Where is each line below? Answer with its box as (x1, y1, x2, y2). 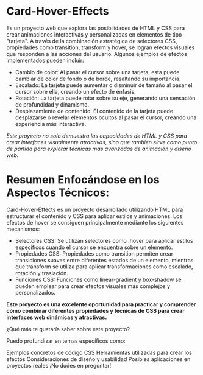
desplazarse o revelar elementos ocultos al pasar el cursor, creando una (15, 114, 197, 121)
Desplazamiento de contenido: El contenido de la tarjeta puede (15, 107, 174, 114)
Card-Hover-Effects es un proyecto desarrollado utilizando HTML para (6, 206, 183, 213)
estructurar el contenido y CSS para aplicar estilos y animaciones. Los (6, 212, 183, 220)
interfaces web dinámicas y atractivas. (6, 314, 107, 321)
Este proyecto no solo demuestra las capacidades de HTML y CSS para (6, 132, 188, 139)
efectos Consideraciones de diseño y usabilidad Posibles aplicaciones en (6, 355, 191, 363)
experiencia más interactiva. (15, 120, 87, 127)
